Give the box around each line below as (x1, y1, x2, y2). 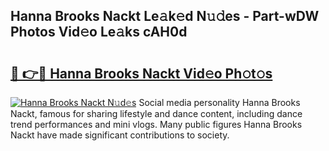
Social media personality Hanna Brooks (138, 97, 301, 108)
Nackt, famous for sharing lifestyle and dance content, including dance (10, 108, 303, 119)
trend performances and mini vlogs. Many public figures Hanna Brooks (10, 119, 303, 130)
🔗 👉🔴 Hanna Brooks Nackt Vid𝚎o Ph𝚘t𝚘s (10, 65, 273, 82)
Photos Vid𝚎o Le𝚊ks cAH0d (10, 24, 188, 41)
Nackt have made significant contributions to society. (10, 129, 230, 141)
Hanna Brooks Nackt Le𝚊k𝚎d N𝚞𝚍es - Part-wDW (10, 8, 320, 25)
